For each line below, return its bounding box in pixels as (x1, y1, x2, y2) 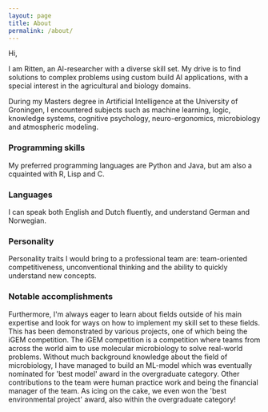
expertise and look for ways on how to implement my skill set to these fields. (8, 317, 261, 327)
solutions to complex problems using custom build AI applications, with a (8, 73, 249, 83)
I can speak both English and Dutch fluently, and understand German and (8, 207, 250, 216)
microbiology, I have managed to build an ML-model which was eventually (8, 360, 253, 370)
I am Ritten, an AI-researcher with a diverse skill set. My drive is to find (8, 64, 242, 74)
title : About (8, 19, 52, 27)
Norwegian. (8, 216, 46, 225)
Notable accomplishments (8, 291, 114, 302)
